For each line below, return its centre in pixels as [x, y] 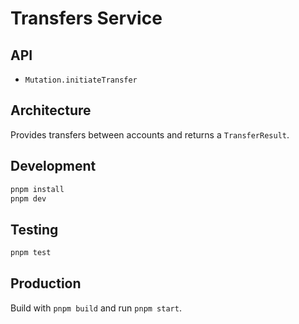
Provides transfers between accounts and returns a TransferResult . [150, 134]
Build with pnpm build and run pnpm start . [96, 308]
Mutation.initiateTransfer [81, 80]
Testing [34, 229]
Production [46, 283]
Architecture [51, 110]
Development [53, 166]
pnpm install [37, 189]
